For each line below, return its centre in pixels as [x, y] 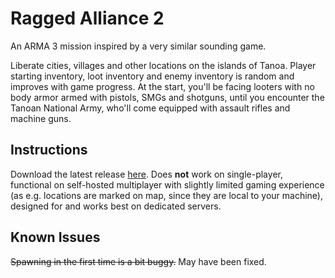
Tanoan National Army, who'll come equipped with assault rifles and [150, 108]
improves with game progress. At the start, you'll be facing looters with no [162, 86]
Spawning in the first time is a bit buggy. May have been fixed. [138, 261]
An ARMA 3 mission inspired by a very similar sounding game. [138, 46]
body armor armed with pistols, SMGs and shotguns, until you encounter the [167, 97]
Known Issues [55, 237]
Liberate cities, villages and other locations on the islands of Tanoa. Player [163, 65]
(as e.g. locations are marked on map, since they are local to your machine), [166, 195]
